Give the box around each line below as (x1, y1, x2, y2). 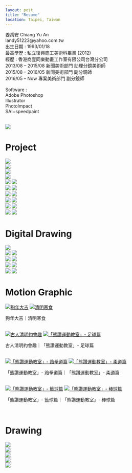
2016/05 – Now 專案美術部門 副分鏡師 (5, 75, 84, 82)
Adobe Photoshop (5, 92, 43, 98)
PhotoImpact (5, 103, 32, 109)
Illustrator (5, 98, 26, 104)
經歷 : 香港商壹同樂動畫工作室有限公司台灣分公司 (5, 56, 108, 62)
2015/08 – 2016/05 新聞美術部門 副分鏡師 (5, 69, 92, 75)
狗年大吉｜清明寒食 (5, 315, 46, 321)
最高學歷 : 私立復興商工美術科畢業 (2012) (5, 50, 91, 56)
